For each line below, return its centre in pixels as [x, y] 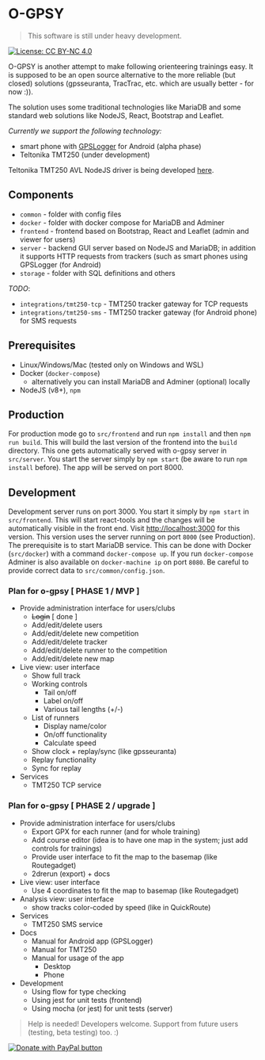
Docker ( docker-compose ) [60, 373]
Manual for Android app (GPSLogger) [92, 941]
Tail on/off [60, 693]
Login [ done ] [54, 617]
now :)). [21, 91]
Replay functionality [64, 760]
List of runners [55, 718]
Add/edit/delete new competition [85, 633]
